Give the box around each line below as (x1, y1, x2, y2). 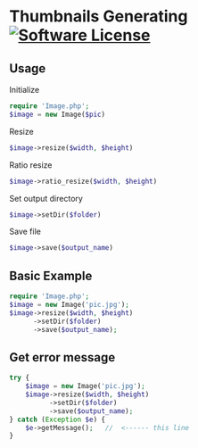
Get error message (9, 350, 116, 365)
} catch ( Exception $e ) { (9, 415, 105, 424)
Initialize (9, 85, 40, 95)
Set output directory (9, 193, 83, 203)
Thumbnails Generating (9, 6, 188, 27)
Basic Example (9, 268, 93, 283)
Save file (9, 226, 42, 237)
